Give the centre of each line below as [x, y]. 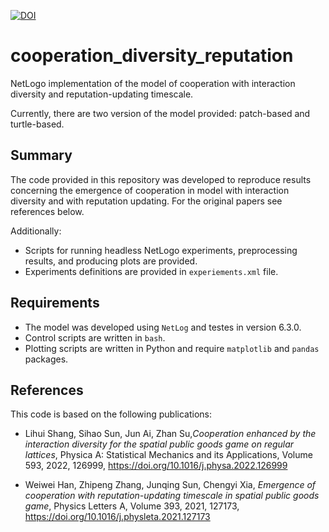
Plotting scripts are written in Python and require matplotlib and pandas [172, 348]
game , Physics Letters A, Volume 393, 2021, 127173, [132, 506]
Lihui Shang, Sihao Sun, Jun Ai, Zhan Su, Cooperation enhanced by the [170, 434]
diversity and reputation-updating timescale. [102, 94]
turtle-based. [37, 124]
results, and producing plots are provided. [111, 261]
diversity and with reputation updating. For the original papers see [146, 201]
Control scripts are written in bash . [95, 337]
